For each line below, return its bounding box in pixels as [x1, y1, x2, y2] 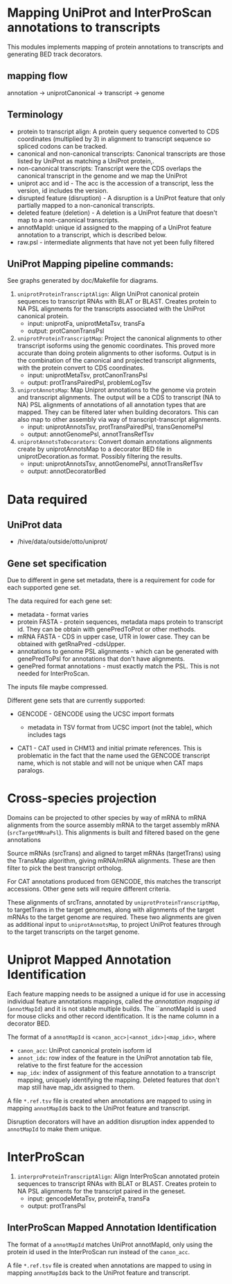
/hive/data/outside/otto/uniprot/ [17, 537, 108, 546]
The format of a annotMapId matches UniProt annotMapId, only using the [7, 1240, 213, 1249]
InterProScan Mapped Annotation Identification [7, 1221, 217, 1234]
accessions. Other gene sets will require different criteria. [7, 884, 171, 894]
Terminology [7, 109, 64, 121]
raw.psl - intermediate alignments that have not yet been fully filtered [17, 238, 215, 246]
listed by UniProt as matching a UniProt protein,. [17, 156, 154, 165]
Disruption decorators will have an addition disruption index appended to [7, 1117, 215, 1126]
